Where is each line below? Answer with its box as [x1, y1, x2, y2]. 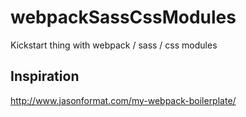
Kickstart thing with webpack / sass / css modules [10, 39, 218, 51]
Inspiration [10, 68, 80, 85]
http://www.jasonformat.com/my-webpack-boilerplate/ [10, 94, 237, 106]
